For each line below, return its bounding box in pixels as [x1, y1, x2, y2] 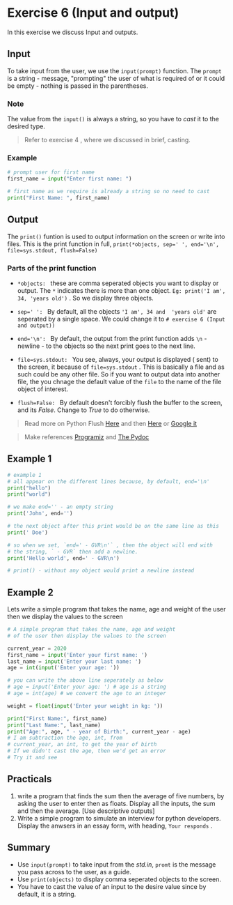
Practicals [7, 773, 52, 785]
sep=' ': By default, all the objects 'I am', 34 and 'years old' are [17, 307, 217, 315]
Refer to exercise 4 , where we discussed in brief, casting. [24, 136, 191, 144]
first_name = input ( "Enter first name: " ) [7, 176, 132, 183]
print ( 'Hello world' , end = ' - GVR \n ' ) [7, 554, 120, 562]
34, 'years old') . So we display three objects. [17, 294, 154, 302]
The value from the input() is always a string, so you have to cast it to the [7, 115, 219, 123]
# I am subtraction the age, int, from [7, 734, 123, 742]
